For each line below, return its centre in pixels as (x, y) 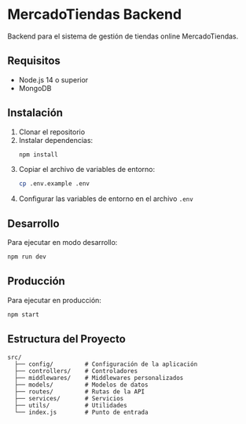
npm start (24, 314)
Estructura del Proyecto (67, 339)
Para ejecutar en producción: (54, 300)
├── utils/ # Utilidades (71, 405)
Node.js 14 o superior (53, 79)
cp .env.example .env (54, 184)
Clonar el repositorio (52, 132)
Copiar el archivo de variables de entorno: (87, 170)
